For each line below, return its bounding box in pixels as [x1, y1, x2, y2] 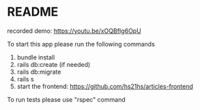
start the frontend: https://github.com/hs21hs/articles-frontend [16, 82, 193, 90]
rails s [16, 74, 34, 83]
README [7, 4, 59, 20]
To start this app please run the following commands [7, 40, 155, 48]
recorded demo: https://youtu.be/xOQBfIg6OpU [7, 27, 141, 35]
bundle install [16, 53, 55, 61]
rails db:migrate [16, 68, 61, 76]
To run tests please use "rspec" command [7, 95, 126, 103]
